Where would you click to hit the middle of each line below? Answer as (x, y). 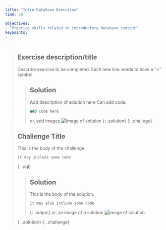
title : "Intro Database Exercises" (42, 10)
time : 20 (14, 14)
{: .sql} (24, 166)
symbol (25, 75)
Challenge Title (41, 136)
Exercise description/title (57, 57)
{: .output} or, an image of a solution (66, 213)
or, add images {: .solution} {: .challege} (91, 121)
